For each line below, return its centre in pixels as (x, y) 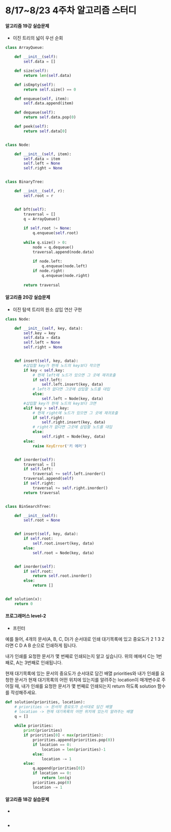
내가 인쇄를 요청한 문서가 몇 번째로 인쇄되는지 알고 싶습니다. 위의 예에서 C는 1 (82, 656)
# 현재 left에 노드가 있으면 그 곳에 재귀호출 (74, 375)
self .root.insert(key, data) (63, 543)
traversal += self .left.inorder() (69, 474)
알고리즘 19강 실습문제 (27, 25)
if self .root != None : (48, 228)
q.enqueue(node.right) (66, 276)
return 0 (24, 604)
